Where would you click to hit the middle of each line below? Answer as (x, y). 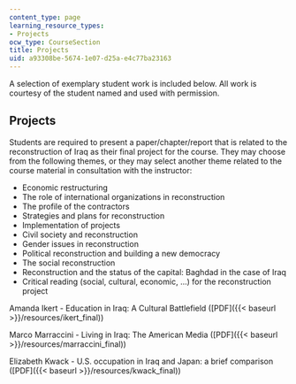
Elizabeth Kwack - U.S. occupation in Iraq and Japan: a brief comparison (141, 361)
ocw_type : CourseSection (55, 42)
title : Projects (39, 50)
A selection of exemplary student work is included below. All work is (133, 84)
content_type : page (45, 17)
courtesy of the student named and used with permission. (114, 93)
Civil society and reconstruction (80, 234)
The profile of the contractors (76, 206)
